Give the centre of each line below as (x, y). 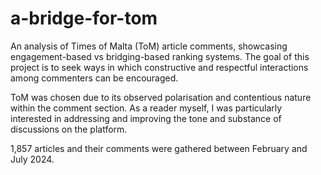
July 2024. (32, 159)
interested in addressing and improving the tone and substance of (146, 118)
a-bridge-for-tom (84, 18)
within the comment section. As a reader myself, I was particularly (146, 108)
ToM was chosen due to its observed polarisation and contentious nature (161, 97)
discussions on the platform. (69, 129)
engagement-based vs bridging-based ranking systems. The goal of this (160, 56)
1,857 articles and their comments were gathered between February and (159, 148)
